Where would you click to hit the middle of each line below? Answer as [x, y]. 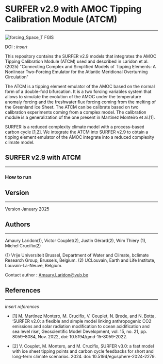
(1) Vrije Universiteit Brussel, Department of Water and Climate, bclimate [77, 255]
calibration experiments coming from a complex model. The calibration [76, 112]
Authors [18, 224]
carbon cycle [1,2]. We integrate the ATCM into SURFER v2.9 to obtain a [77, 132]
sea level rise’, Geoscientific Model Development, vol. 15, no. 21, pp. [80, 331]
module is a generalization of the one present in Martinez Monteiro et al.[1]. [80, 117]
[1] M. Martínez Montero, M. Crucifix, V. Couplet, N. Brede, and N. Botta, [84, 316]
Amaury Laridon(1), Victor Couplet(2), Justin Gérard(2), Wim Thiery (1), [76, 241]
